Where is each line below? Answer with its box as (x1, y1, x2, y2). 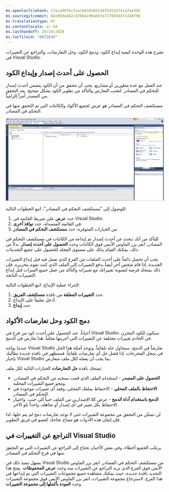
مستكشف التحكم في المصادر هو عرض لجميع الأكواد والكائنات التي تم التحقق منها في (6, 102, 162, 108)
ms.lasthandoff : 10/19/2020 (6, 29, 65, 35)
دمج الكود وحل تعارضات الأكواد (6, 316, 90, 325)
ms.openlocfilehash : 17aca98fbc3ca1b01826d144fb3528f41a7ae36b (6, 8, 141, 13)
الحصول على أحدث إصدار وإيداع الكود (6, 69, 109, 77)
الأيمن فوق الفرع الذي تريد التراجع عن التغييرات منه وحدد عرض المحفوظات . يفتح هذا (6, 465, 162, 471)
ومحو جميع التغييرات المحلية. (13, 380, 67, 386)
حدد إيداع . (13, 302, 32, 308)
